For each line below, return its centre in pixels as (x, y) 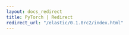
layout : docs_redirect (34, 12)
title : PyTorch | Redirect (40, 17)
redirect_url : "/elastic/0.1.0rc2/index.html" (65, 23)
